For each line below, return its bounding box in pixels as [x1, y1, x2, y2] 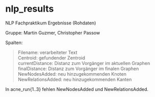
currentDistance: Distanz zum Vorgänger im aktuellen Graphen [17, 60, 150, 66]
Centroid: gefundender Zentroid [17, 54, 85, 61]
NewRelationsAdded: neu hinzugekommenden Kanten [17, 76, 132, 82]
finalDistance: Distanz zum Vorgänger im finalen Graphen [17, 66, 139, 72]
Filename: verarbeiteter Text [17, 49, 78, 55]
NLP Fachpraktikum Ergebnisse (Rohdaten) [5, 20, 96, 26]
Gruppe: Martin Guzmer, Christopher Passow [5, 29, 100, 36]
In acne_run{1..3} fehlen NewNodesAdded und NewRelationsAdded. [5, 86, 149, 92]
